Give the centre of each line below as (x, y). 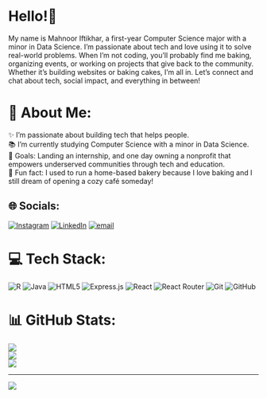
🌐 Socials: (34, 206)
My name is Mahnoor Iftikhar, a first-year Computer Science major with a (128, 38)
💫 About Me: (50, 113)
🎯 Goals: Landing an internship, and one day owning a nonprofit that (120, 155)
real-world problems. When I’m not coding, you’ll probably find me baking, (130, 55)
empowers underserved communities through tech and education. (116, 164)
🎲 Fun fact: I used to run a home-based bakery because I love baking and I (130, 172)
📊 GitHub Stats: (62, 320)
